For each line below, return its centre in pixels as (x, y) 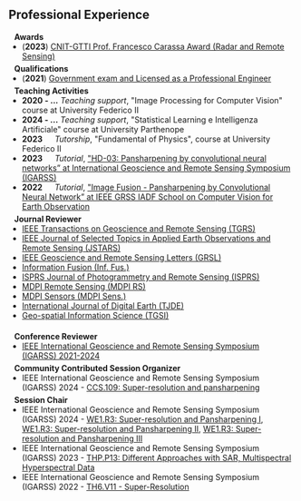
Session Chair (41, 399)
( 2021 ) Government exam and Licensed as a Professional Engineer (146, 78)
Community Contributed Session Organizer (97, 368)
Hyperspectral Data (58, 467)
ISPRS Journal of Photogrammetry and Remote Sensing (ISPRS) (141, 277)
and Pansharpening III (102, 438)
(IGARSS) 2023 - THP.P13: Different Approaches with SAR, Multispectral (156, 457)
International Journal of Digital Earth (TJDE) (103, 305)
